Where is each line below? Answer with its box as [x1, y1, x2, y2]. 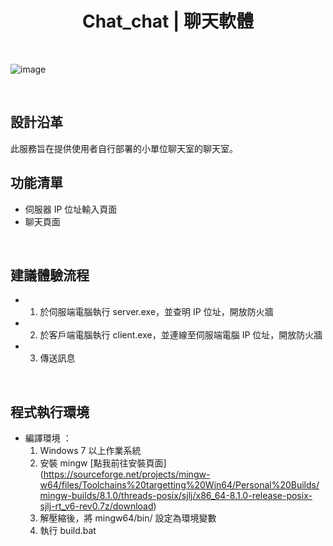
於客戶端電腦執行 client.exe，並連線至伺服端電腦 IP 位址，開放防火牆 [39, 329, 323, 341]
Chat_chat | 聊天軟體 [81, 10, 255, 33]
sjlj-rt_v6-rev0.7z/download [39, 500, 154, 512]
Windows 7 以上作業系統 [39, 445, 142, 457]
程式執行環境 [10, 403, 90, 421]
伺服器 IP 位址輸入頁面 [24, 203, 118, 215]
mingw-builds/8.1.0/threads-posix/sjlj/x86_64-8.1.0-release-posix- [39, 490, 313, 502]
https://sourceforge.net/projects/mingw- [43, 468, 211, 481]
